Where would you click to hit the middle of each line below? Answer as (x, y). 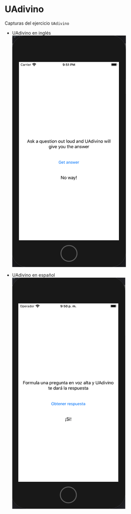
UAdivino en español (33, 275)
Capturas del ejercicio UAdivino (37, 23)
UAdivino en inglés (31, 33)
